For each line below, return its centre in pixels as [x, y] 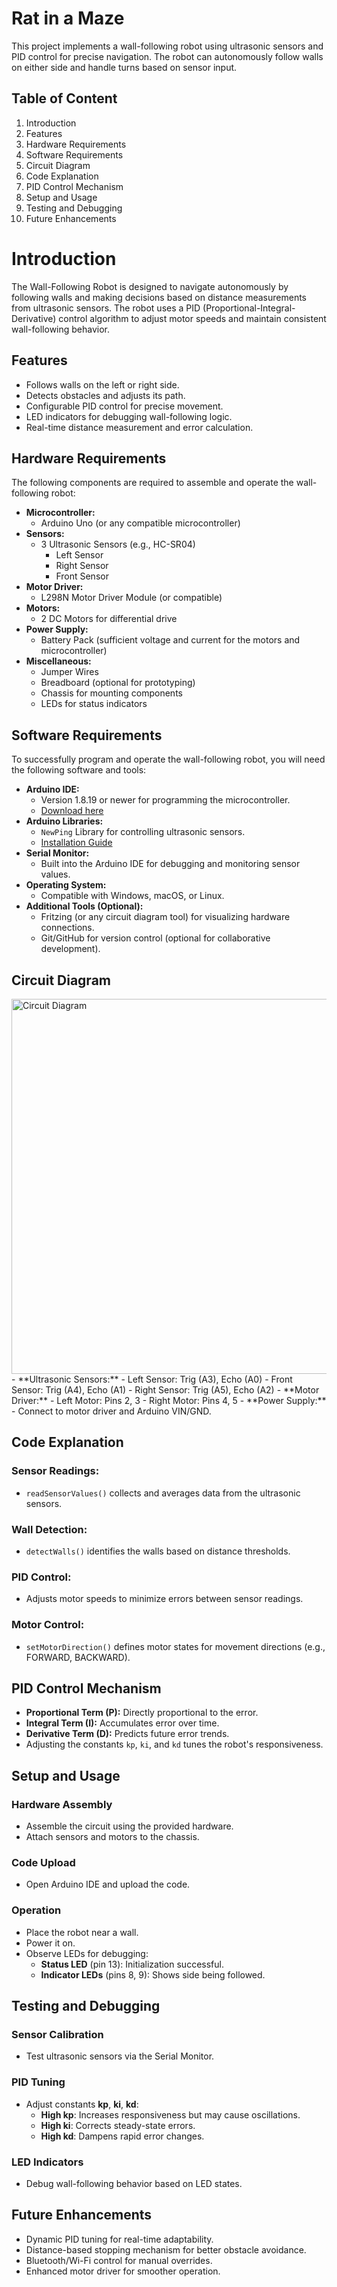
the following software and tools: [79, 770]
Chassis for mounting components [111, 693]
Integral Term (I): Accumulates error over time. [122, 1723]
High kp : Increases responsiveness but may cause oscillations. [170, 2114]
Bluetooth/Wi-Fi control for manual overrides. [119, 2260]
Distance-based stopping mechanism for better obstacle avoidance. [166, 2249]
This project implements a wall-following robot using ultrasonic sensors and [167, 46]
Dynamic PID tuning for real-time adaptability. [119, 2239]
